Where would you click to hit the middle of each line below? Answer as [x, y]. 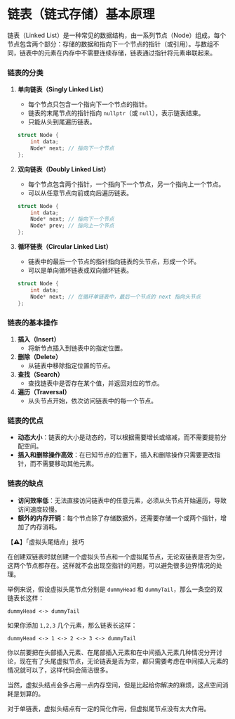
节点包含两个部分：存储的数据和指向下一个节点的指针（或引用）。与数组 [110, 44]
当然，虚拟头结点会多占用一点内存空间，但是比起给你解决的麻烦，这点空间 [115, 685]
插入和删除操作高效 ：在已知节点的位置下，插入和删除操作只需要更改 [116, 455]
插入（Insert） [39, 339]
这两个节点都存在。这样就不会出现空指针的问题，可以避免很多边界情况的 [112, 565]
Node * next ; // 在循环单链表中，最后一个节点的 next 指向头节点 [116, 297]
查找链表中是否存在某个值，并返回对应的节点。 [95, 383]
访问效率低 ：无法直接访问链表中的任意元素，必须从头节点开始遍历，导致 [122, 500]
